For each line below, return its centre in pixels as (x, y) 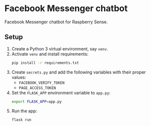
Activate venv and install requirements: (50, 54)
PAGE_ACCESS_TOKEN (37, 88)
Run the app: (24, 111)
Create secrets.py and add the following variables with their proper (79, 72)
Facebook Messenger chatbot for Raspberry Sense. (56, 22)
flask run (22, 120)
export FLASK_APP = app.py (37, 102)
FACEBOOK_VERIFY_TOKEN (42, 83)
